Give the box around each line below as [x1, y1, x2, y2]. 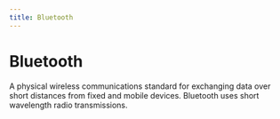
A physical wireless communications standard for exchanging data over [9, 81, 271, 91]
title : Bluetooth [9, 12, 74, 22]
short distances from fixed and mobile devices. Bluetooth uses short [9, 90, 260, 100]
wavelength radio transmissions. [9, 99, 128, 110]
